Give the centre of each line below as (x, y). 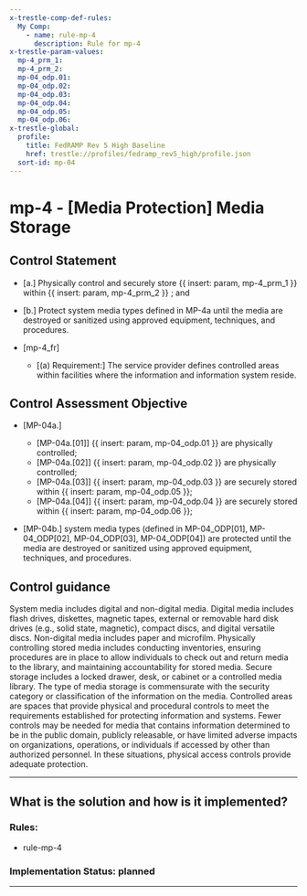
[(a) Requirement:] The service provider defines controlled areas (158, 365)
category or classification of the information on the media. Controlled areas (151, 697)
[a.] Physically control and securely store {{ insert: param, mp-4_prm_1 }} (160, 283)
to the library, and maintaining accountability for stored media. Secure (141, 667)
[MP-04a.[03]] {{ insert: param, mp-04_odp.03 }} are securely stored (166, 482)
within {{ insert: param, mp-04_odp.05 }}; (114, 492)
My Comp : (34, 27)
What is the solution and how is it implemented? (148, 801)
